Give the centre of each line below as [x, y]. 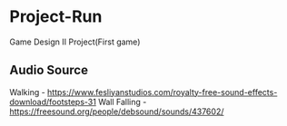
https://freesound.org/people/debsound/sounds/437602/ [117, 111]
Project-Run [56, 17]
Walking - [27, 92]
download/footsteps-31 [53, 102]
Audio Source [49, 70]
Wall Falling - [123, 102]
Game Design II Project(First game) [75, 42]
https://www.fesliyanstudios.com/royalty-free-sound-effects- [162, 92]
